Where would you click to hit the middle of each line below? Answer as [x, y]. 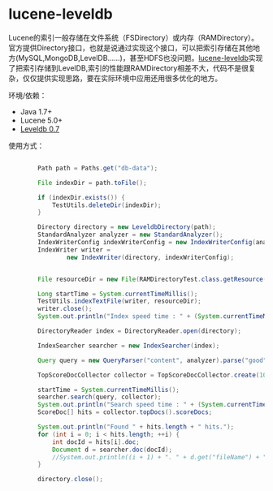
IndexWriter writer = [74, 250]
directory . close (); [71, 480]
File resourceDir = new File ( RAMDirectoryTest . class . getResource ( [152, 279]
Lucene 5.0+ [41, 120]
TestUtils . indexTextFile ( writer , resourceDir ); [119, 301]
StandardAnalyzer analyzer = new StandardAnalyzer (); [130, 235]
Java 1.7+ [36, 111]
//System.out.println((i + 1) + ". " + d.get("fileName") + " [159, 457]
